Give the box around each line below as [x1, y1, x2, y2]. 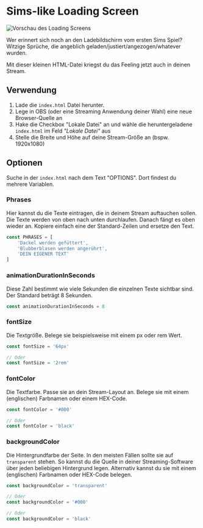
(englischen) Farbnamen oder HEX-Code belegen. [6, 471, 132, 478]
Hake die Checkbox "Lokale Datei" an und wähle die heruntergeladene [15, 121, 193, 128]
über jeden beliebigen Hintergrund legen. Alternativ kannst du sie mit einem [6, 464, 196, 471]
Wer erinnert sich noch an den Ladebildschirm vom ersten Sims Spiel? [6, 36, 183, 43]
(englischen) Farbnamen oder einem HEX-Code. [6, 395, 127, 402]
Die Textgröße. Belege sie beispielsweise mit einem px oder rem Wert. [6, 331, 182, 339]
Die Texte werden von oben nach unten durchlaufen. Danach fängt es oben [6, 216, 195, 223]
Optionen [6, 158, 43, 168]
